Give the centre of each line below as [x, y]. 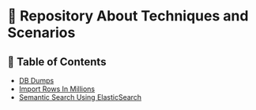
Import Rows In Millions [57, 89]
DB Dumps [36, 81]
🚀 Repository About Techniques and [128, 16]
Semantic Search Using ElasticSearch [80, 97]
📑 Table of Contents [57, 62]
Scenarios [41, 33]
